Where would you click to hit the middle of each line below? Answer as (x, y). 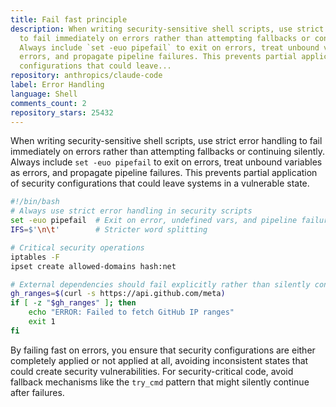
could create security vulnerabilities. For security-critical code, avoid (152, 371)
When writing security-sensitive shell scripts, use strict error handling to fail (166, 141)
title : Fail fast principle (69, 19)
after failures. (37, 392)
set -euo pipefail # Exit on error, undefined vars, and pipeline (154, 221)
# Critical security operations (77, 247)
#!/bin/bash (35, 202)
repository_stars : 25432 (62, 112)
